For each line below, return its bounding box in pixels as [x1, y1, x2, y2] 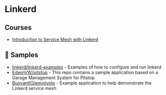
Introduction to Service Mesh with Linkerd [11, 36, 98, 42]
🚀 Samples [4, 51, 38, 59]
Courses [4, 23, 32, 32]
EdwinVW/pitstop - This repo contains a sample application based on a [11, 69, 158, 75]
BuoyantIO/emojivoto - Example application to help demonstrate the [11, 80, 152, 86]
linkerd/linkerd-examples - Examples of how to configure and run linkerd [11, 64, 161, 70]
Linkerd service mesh [11, 85, 56, 91]
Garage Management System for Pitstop [11, 75, 95, 81]
